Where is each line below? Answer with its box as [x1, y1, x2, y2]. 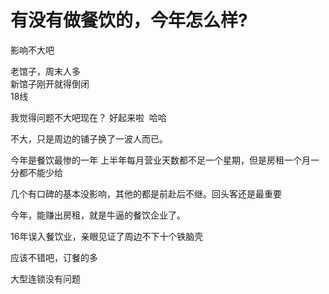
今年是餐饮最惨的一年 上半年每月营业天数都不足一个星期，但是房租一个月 [10, 154, 311, 166]
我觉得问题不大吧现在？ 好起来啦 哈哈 [10, 111, 167, 123]
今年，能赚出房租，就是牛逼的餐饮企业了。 [10, 209, 186, 221]
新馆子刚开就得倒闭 [10, 77, 90, 90]
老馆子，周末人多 [10, 65, 81, 77]
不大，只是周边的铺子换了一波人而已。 [10, 132, 168, 145]
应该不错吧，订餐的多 [10, 251, 98, 263]
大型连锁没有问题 [10, 272, 81, 285]
